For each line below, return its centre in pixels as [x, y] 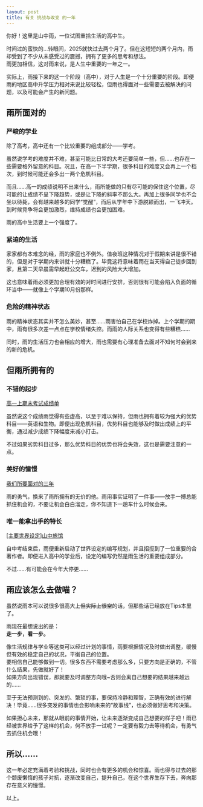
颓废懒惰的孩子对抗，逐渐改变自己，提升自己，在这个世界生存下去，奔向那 [104, 777]
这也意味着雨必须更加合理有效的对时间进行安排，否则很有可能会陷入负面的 [99, 282]
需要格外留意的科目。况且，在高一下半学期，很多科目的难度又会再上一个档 [104, 166]
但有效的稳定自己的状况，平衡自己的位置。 [59, 654]
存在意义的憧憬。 [27, 785]
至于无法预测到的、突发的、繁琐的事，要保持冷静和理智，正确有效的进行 [96, 697]
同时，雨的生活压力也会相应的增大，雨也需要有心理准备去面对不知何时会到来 [101, 342]
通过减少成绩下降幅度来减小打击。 [59, 431]
